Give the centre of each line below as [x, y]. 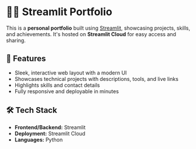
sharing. [16, 40]
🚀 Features [26, 58]
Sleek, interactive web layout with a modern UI [71, 73]
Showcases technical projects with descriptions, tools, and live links [96, 79]
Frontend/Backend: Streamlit [50, 127]
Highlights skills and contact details [57, 85]
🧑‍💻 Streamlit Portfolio [59, 12]
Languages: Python [39, 140]
